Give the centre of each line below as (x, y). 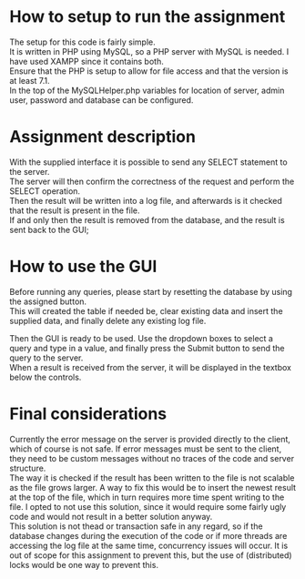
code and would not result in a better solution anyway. (111, 516)
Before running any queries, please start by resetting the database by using (151, 291)
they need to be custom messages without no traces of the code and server (152, 458)
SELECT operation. (45, 191)
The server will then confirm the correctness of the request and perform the (152, 181)
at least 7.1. (30, 80)
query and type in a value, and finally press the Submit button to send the (147, 348)
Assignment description (102, 137)
